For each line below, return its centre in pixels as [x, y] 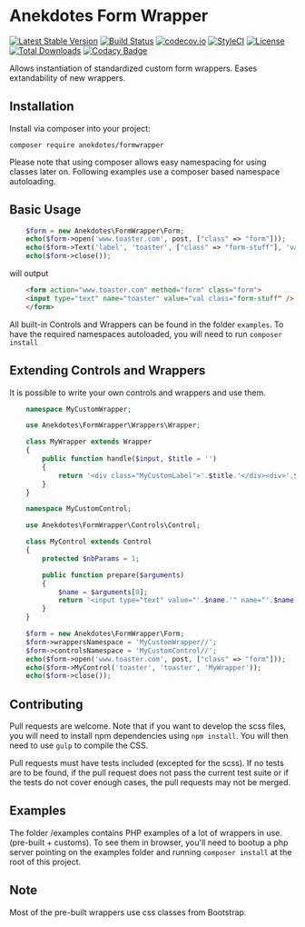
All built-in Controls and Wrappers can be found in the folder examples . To [147, 324]
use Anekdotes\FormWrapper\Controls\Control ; [113, 525]
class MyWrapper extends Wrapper [89, 442]
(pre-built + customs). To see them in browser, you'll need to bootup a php [149, 842]
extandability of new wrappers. [68, 77]
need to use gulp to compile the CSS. [79, 745]
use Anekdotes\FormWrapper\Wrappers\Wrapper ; [113, 425]
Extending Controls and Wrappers [108, 370]
